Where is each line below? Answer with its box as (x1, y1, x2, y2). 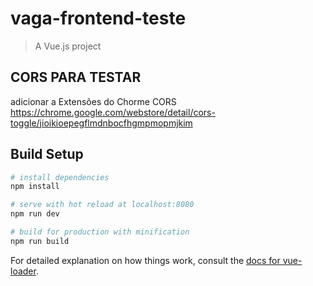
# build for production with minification (10, 227, 190, 237)
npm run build (10, 236, 70, 246)
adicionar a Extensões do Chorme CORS (10, 95, 177, 107)
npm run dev (10, 209, 60, 219)
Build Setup (10, 146, 84, 163)
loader (10, 265, 37, 277)
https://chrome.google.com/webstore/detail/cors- (10, 106, 216, 118)
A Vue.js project (34, 40, 102, 52)
